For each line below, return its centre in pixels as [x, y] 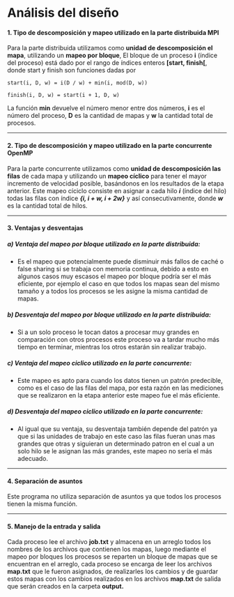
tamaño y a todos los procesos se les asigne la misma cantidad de [112, 292]
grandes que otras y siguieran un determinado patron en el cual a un [116, 444]
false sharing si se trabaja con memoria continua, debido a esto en [113, 269]
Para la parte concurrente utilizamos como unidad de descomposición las [114, 168]
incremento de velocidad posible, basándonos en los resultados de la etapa [116, 183]
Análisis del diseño [63, 13]
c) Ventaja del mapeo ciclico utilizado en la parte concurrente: [100, 363]
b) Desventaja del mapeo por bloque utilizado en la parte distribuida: [109, 315]
